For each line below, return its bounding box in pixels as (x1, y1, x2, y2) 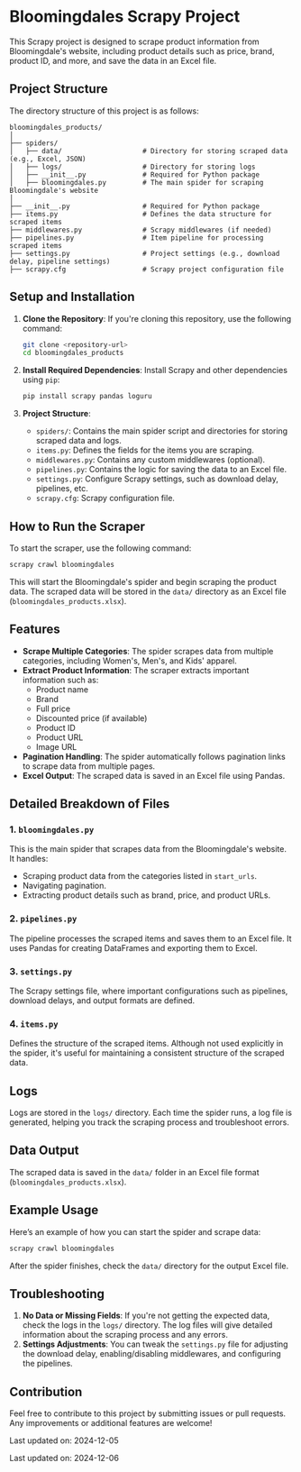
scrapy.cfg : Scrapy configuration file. (35, 493, 176, 504)
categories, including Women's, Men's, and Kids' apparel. (22, 655, 237, 666)
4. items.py (9, 1017, 59, 1029)
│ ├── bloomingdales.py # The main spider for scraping (9, 178, 264, 187)
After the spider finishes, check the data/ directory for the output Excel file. (9, 1260, 289, 1271)
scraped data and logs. (35, 435, 122, 446)
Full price (35, 703, 70, 714)
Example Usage (9, 1202, 99, 1218)
